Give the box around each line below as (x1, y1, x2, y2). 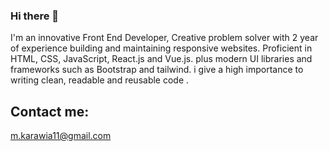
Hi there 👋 (10, 9, 60, 23)
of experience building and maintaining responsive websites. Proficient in (10, 42, 313, 54)
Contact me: (10, 103, 90, 120)
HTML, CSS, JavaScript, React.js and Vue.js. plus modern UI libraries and (10, 53, 313, 65)
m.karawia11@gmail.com (10, 130, 112, 142)
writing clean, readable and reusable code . (10, 74, 190, 86)
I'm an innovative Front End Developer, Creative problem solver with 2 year (10, 32, 319, 44)
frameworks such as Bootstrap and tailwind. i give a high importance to (10, 64, 304, 76)
